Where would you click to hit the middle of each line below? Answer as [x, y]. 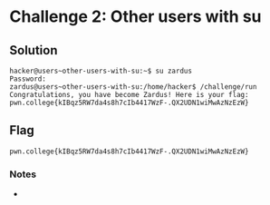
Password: [28, 79]
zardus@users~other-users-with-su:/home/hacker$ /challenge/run [133, 87]
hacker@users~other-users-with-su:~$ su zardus [101, 71]
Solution [34, 50]
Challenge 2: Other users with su [135, 17]
